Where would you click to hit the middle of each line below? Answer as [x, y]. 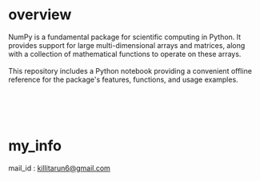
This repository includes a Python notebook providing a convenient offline [130, 70]
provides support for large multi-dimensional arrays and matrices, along [127, 45]
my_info [35, 146]
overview [40, 15]
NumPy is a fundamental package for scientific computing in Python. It [125, 37]
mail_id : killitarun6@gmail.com [59, 168]
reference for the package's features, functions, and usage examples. [123, 79]
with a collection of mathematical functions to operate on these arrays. [125, 54]
